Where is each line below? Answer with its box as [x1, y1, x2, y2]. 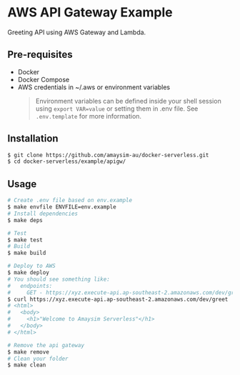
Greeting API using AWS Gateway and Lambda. [7, 28, 146, 36]
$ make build [7, 249, 46, 257]
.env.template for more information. [35, 111, 141, 120]
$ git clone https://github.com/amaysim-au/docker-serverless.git [7, 151, 209, 159]
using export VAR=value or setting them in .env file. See [35, 104, 199, 113]
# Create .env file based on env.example [7, 197, 133, 204]
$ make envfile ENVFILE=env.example [7, 204, 116, 211]
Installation [7, 133, 59, 145]
